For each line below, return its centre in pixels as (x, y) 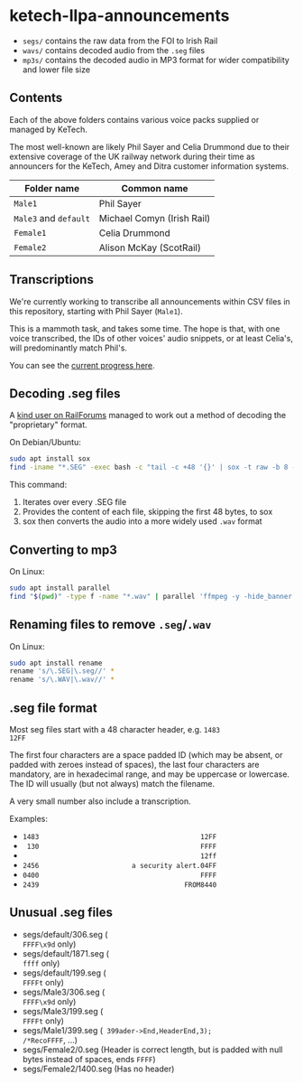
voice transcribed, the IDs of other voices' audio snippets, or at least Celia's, (151, 338)
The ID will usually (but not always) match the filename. (112, 783)
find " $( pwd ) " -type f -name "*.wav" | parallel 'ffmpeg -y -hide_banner (151, 596)
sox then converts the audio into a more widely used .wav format (142, 521)
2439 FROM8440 (119, 885)
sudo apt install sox (50, 459)
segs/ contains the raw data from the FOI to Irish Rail (120, 41)
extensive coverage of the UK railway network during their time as (132, 156)
